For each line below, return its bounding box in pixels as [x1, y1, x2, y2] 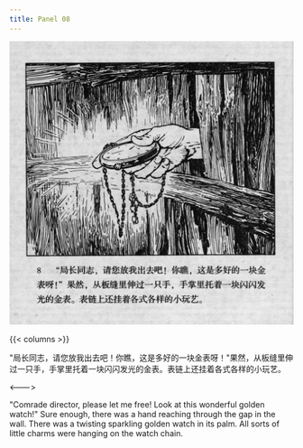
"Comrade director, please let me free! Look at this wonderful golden [9, 399, 265, 410]
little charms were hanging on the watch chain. [9, 428, 183, 439]
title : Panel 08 [9, 14, 70, 23]
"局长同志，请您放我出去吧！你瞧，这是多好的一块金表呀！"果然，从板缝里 [9, 352, 286, 363]
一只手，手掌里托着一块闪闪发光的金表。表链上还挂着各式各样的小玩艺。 [16, 364, 286, 375]
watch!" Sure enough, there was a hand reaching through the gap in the [9, 409, 276, 420]
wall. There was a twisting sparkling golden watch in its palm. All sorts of [9, 418, 280, 429]
